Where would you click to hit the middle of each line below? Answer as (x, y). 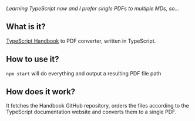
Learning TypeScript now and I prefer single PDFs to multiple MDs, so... (93, 8)
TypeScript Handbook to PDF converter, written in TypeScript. (81, 41)
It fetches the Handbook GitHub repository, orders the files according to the (97, 106)
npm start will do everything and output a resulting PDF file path (84, 73)
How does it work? (41, 92)
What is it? (26, 27)
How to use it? (33, 59)
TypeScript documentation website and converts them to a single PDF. (91, 112)
